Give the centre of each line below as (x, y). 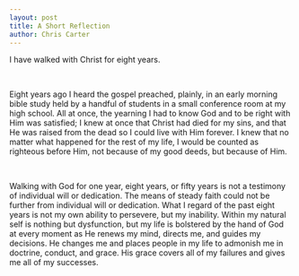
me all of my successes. (54, 263)
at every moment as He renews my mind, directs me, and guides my (135, 234)
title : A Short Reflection (60, 26)
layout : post (34, 17)
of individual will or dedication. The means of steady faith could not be (140, 196)
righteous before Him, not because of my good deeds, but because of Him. (148, 151)
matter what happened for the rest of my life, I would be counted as (134, 142)
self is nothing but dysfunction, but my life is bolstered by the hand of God (147, 224)
